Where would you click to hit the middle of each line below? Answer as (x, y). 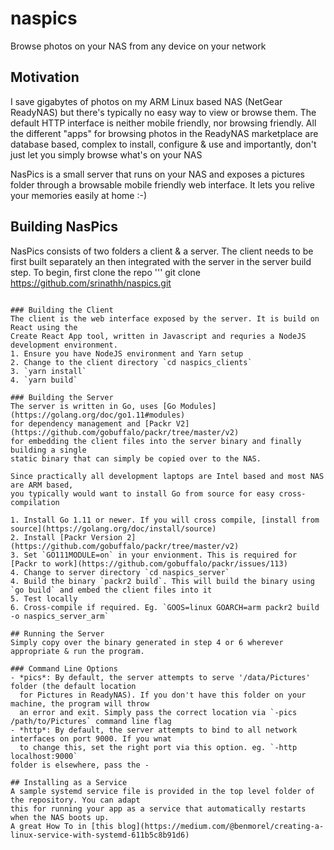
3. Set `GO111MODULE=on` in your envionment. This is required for (154, 555)
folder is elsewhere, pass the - (80, 765)
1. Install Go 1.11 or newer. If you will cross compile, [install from (165, 520)
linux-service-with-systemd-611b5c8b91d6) (100, 835)
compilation (35, 502)
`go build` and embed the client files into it (111, 590)
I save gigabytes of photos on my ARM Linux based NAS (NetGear (146, 101)
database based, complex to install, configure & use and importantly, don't (163, 144)
